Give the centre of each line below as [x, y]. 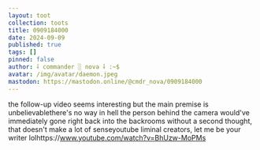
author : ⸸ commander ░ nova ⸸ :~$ [64, 67]
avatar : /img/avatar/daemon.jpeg [63, 74]
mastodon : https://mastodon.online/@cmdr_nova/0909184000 [105, 81]
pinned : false [32, 60]
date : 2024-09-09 [37, 37]
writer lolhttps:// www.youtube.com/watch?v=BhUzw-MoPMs [107, 137]
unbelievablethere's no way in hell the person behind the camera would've [129, 112]
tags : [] [22, 52]
